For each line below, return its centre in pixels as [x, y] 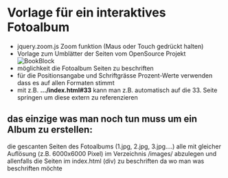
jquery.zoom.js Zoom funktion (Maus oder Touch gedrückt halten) [110, 46]
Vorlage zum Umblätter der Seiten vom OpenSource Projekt [101, 54]
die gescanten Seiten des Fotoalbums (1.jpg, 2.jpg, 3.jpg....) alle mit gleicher [114, 146]
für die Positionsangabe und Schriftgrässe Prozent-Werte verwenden [115, 75]
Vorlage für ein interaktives [87, 13]
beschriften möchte [35, 168]
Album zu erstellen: [50, 130]
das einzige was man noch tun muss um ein [102, 119]
